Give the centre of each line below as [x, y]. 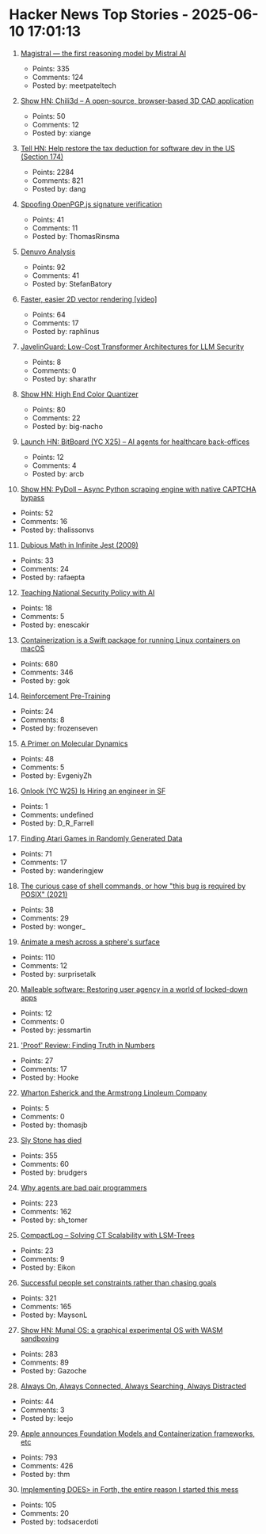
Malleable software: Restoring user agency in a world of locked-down [134, 989]
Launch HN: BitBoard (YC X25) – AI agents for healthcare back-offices [135, 442]
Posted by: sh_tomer [54, 1220]
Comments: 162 [46, 1211]
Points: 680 [39, 663]
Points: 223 [39, 1203]
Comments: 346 [47, 672]
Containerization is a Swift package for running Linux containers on [130, 640]
